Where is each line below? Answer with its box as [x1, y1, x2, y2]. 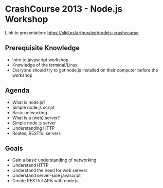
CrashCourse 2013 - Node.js [5, 3, 123, 15]
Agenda [5, 86, 30, 95]
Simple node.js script [12, 104, 54, 110]
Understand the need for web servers [12, 168, 88, 173]
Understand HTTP [12, 162, 49, 168]
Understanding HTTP [12, 125, 55, 131]
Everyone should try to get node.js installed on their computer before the [12, 67, 158, 73]
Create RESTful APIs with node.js [12, 178, 79, 184]
